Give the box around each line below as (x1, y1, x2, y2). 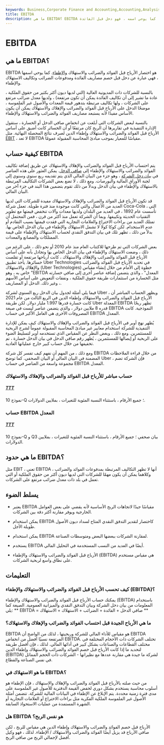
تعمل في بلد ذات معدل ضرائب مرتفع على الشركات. (5, 476, 99, 482)
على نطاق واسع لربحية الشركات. (12, 557, 72, 563)
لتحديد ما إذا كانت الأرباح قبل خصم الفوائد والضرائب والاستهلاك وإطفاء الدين (5, 646, 142, 652)
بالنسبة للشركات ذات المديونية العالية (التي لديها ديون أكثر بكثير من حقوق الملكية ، (5, 89, 153, 95)
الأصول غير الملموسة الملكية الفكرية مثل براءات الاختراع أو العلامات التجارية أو (5, 695, 146, 701)
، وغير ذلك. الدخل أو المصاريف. (5, 280, 62, 286)
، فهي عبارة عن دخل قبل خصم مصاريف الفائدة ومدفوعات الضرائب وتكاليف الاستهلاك (5, 75, 159, 81)
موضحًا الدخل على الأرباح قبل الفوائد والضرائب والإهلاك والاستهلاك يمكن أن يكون (5, 105, 150, 111)
